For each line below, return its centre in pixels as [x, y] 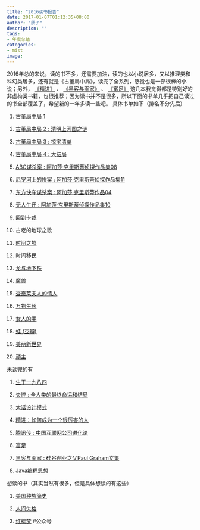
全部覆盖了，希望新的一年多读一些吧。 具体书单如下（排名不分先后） [101, 103]
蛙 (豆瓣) [26, 331]
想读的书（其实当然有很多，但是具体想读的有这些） [69, 483]
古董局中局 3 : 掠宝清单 [43, 141]
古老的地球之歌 [34, 230]
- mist [15, 51]
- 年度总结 [18, 39]
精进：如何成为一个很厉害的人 [52, 420]
